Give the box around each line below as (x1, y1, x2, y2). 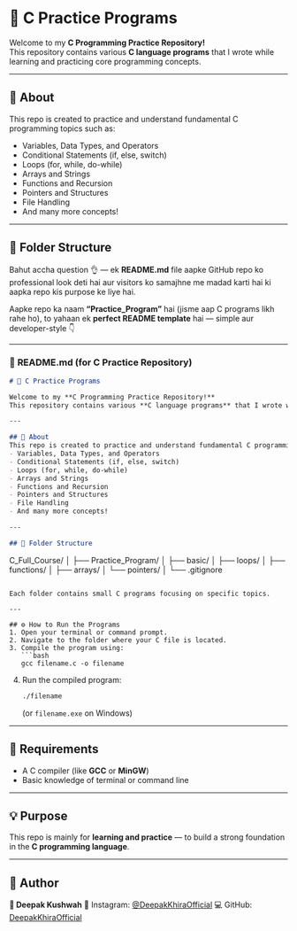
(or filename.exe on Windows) (21, 708, 133, 718)
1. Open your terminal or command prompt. (9, 628, 168, 637)
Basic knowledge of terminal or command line (21, 774, 190, 785)
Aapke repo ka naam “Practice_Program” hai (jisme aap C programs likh (9, 303, 275, 314)
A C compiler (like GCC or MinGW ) (21, 765, 149, 776)
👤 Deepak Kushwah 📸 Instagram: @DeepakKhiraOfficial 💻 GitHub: (9, 899, 253, 911)
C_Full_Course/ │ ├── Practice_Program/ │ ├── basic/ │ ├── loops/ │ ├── (9, 555, 286, 565)
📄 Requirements (9, 741, 99, 756)
